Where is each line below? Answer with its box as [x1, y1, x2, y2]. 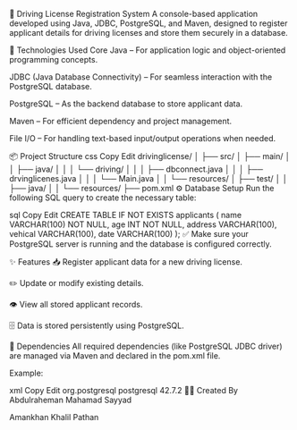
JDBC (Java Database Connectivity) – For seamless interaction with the [9, 72, 273, 82]
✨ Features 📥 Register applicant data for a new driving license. [9, 257, 243, 267]
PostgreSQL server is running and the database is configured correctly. [9, 239, 272, 249]
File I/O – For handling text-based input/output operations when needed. [9, 133, 276, 143]
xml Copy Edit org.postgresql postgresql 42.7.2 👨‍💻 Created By [9, 385, 239, 395]
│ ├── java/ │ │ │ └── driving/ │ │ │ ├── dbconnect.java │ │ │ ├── [9, 164, 264, 174]
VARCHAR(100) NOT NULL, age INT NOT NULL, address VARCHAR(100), [9, 219, 277, 230]
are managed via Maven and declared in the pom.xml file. [9, 350, 221, 361]
